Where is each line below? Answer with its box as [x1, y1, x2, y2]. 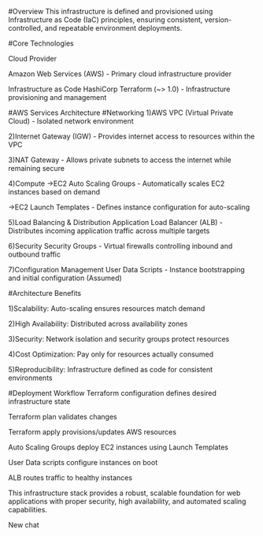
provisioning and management [8, 93, 107, 102]
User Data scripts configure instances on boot [8, 458, 158, 467]
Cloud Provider [8, 54, 57, 63]
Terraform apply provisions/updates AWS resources [8, 427, 177, 436]
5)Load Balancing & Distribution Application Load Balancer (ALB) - [8, 218, 223, 227]
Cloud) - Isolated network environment [8, 116, 134, 125]
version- [204, 15, 232, 24]
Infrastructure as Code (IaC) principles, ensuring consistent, [8, 15, 203, 24]
